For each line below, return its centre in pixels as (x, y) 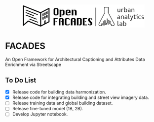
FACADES (25, 46)
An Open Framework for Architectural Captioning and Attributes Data (75, 60)
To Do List (21, 80)
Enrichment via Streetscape (33, 65)
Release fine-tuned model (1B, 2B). (48, 109)
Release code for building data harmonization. (59, 92)
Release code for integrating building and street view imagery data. (80, 97)
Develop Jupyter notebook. (40, 114)
